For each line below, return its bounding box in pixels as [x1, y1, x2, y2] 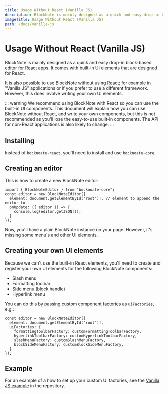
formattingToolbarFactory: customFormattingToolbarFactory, [14, 329, 142, 334]
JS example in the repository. [5, 383, 65, 389]
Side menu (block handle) [12, 286, 66, 292]
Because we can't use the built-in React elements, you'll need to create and [5, 259, 161, 266]
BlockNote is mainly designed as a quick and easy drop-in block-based [5, 60, 152, 66]
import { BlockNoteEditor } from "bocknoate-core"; [5, 187, 115, 192]
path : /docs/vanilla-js [5, 21, 55, 27]
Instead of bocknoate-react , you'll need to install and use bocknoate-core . [5, 150, 156, 156]
